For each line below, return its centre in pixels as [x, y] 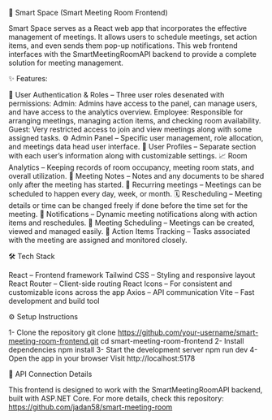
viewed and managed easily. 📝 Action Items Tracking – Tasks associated [130, 231]
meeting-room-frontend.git [54, 341]
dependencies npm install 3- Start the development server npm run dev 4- [133, 350]
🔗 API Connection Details [50, 374]
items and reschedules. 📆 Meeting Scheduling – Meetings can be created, [132, 223]
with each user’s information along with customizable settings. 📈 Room [128, 156]
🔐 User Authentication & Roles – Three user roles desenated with [117, 95]
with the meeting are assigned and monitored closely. [98, 240]
